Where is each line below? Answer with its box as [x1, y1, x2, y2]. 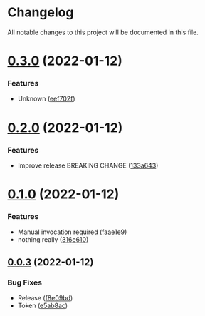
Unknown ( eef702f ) [17, 94, 76, 103]
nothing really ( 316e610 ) [17, 235, 89, 244]
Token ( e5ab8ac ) [17, 301, 68, 310]
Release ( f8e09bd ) [17, 294, 73, 302]
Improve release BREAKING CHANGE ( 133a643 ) [17, 161, 159, 170]
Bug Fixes [7, 277, 43, 287]
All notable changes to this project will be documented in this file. [7, 28, 199, 36]
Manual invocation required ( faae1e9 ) [17, 228, 127, 236]
